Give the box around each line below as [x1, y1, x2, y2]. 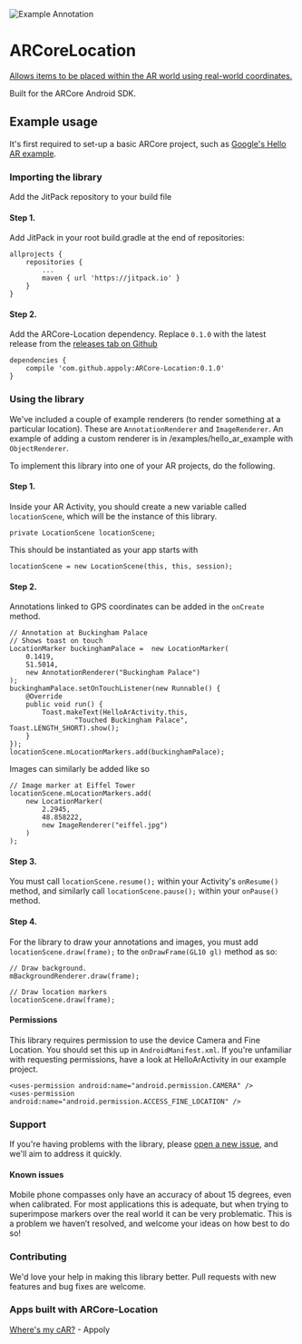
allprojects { [9, 250, 63, 259]
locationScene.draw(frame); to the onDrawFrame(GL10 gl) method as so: [9, 945, 278, 957]
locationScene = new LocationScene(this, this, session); [9, 561, 233, 571]
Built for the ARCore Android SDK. [9, 87, 137, 99]
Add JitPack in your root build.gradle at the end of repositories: [9, 232, 245, 243]
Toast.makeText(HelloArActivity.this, [42, 708, 189, 717]
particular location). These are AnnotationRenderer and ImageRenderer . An [9, 423, 284, 434]
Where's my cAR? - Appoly [9, 1324, 111, 1335]
